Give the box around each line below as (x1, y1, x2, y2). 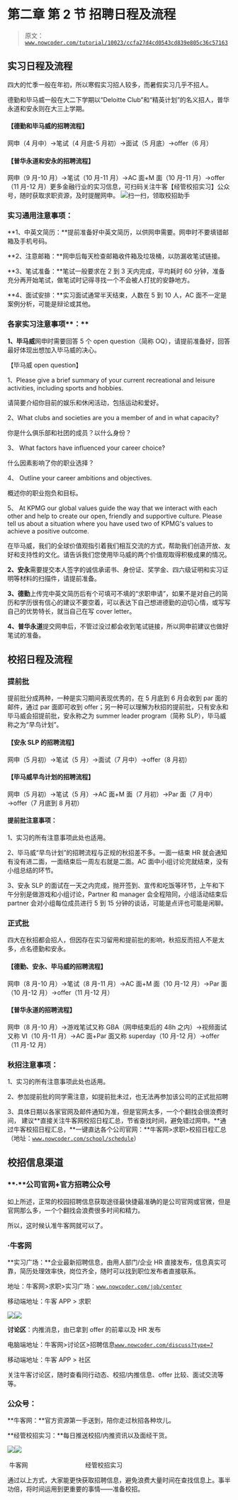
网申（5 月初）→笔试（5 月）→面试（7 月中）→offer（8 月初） (7, 755, 191, 764)
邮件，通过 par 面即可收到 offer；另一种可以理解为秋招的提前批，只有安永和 (7, 703, 229, 711)
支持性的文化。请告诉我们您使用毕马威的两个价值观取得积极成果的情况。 (19, 550, 231, 558)
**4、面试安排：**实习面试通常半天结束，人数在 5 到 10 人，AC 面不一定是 (7, 291, 227, 300)
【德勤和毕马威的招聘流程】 (7, 122, 89, 130)
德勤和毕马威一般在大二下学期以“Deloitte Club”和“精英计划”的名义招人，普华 (7, 95, 230, 103)
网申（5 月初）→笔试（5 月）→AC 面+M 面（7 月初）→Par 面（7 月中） (7, 789, 217, 798)
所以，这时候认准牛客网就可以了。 (7, 1221, 107, 1229)
